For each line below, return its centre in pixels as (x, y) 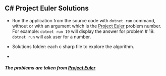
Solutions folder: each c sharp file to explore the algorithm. (73, 46)
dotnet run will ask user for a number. (51, 36)
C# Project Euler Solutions (47, 8)
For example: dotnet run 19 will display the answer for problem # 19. (83, 31)
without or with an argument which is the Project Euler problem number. (87, 26)
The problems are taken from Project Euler (50, 68)
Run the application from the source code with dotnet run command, (84, 20)
